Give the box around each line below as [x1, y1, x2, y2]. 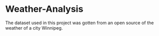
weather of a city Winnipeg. [5, 25, 63, 31]
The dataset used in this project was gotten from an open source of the [5, 20, 154, 26]
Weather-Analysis [5, 3, 84, 15]
